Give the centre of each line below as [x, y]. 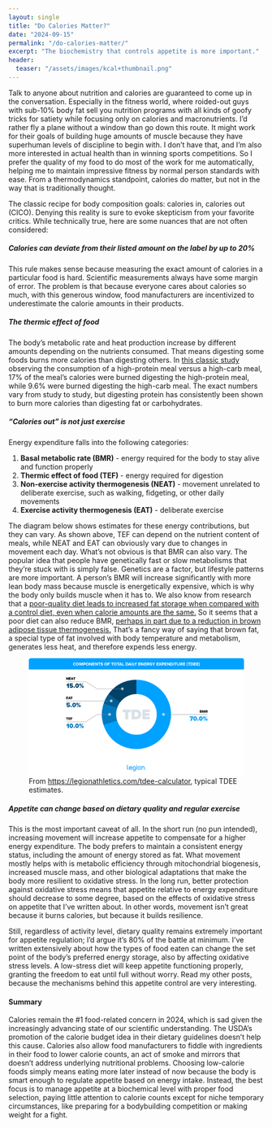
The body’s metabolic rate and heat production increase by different [123, 343]
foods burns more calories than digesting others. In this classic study [124, 360]
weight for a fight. [38, 1115]
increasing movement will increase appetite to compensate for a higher [127, 837]
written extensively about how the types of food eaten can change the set [132, 949]
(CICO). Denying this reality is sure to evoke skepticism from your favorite [132, 212]
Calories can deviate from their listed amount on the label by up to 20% [132, 248]
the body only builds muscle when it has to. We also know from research [130, 595]
